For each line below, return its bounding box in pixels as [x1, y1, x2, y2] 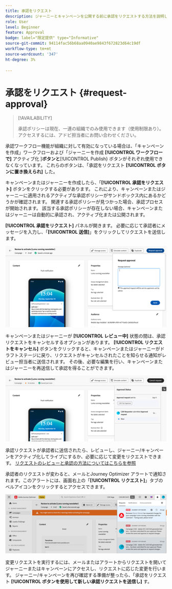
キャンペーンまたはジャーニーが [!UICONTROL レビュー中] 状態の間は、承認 [5, 333, 166, 339]
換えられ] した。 [23, 168, 58, 175]
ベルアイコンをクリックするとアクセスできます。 [5, 483, 108, 490]
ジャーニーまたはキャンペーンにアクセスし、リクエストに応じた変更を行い [5, 565, 162, 572]
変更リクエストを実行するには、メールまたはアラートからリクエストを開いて [5, 559, 167, 565]
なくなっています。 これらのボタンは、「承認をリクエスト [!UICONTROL [5, 162, 156, 168]
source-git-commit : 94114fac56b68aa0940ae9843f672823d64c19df [5, 41, 141, 46]
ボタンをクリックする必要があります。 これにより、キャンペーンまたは [12, 186, 161, 192]
